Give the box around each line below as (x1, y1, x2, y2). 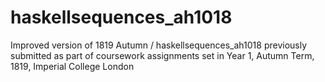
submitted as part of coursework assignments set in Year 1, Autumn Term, (10, 49, 315, 61)
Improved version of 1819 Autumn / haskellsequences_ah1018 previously (10, 39, 308, 51)
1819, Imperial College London (10, 60, 135, 72)
